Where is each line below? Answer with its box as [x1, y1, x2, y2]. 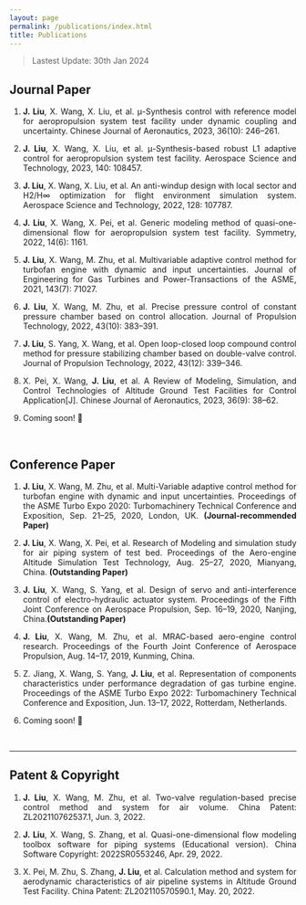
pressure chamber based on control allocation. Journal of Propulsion [22, 311, 297, 322]
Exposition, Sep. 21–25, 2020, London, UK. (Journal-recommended [22, 510, 297, 521]
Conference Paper [9, 457, 116, 472]
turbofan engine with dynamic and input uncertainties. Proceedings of [22, 490, 297, 501]
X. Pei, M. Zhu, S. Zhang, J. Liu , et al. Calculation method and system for [22, 866, 297, 877]
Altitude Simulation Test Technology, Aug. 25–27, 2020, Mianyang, [22, 557, 297, 567]
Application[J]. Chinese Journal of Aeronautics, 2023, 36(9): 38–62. [22, 395, 280, 406]
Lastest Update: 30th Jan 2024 [31, 56, 149, 67]
